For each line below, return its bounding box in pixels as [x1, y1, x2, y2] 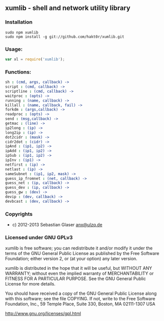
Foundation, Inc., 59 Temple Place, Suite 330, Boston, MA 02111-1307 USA [5, 301, 156, 307]
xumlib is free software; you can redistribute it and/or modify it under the [5, 245, 153, 251]
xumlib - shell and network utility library [5, 4, 131, 12]
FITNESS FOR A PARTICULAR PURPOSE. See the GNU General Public [5, 276, 146, 282]
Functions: [5, 69, 32, 75]
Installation [5, 19, 33, 26]
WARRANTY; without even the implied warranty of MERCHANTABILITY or [5, 271, 154, 277]
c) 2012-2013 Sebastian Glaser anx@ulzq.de [12, 222, 102, 228]
